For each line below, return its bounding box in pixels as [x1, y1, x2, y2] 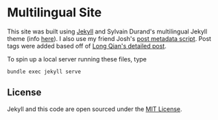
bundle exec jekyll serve [7, 68, 81, 75]
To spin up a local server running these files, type [7, 55, 147, 63]
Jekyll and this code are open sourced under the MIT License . [7, 104, 183, 113]
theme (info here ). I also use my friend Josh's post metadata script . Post [7, 34, 211, 42]
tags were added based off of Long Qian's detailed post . [7, 42, 167, 50]
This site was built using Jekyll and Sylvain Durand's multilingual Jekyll [7, 27, 208, 35]
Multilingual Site [7, 5, 102, 20]
